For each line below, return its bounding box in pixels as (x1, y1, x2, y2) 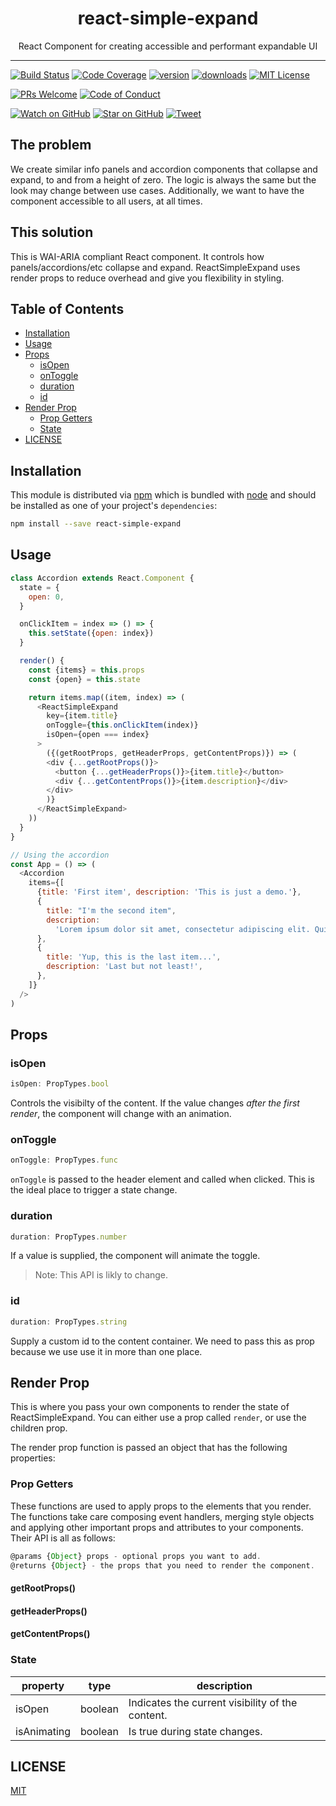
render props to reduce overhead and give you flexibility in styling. (10, 272, 285, 284)
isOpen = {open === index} (46, 730, 150, 740)
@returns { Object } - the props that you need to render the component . (10, 1560, 315, 1571)
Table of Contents (10, 300, 125, 317)
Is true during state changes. (128, 1724, 263, 1738)
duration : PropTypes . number (10, 1232, 128, 1242)
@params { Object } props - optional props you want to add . (10, 1551, 262, 1561)
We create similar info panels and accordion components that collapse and (10, 163, 318, 175)
